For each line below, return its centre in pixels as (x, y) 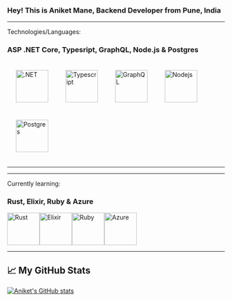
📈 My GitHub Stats (49, 271)
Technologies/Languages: (44, 32)
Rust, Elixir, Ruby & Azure (50, 201)
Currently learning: (34, 183)
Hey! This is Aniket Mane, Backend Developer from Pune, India (114, 10)
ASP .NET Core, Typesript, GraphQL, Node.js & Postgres (103, 50)
